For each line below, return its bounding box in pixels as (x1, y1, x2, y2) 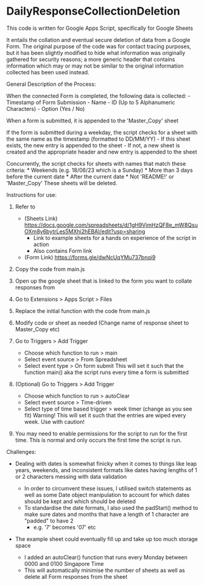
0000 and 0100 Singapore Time (24, 560, 104, 567)
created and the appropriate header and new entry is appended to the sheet (6, 148, 197, 155)
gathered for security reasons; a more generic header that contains (6, 55, 175, 63)
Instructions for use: (6, 191, 57, 199)
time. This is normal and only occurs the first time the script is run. (15, 436, 182, 443)
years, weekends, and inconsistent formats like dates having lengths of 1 (15, 466, 197, 473)
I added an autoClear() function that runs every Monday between (24, 553, 188, 561)
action (33, 241, 49, 248)
